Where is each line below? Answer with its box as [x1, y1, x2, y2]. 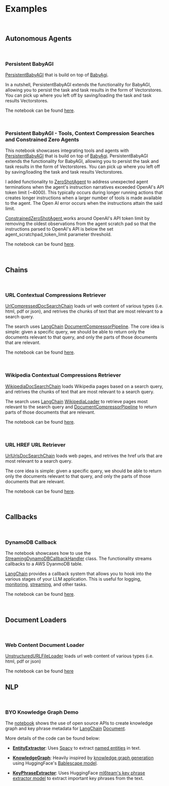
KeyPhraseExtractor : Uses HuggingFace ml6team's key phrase [12, 770, 145, 776]
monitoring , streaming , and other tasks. [5, 581, 87, 588]
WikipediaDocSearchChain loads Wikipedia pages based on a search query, [5, 383, 163, 389]
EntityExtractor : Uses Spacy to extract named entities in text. [12, 745, 141, 751]
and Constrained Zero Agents [5, 136, 79, 143]
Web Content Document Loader [5, 641, 85, 648]
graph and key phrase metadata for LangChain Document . [5, 725, 126, 732]
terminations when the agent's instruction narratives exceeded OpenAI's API [5, 184, 164, 190]
